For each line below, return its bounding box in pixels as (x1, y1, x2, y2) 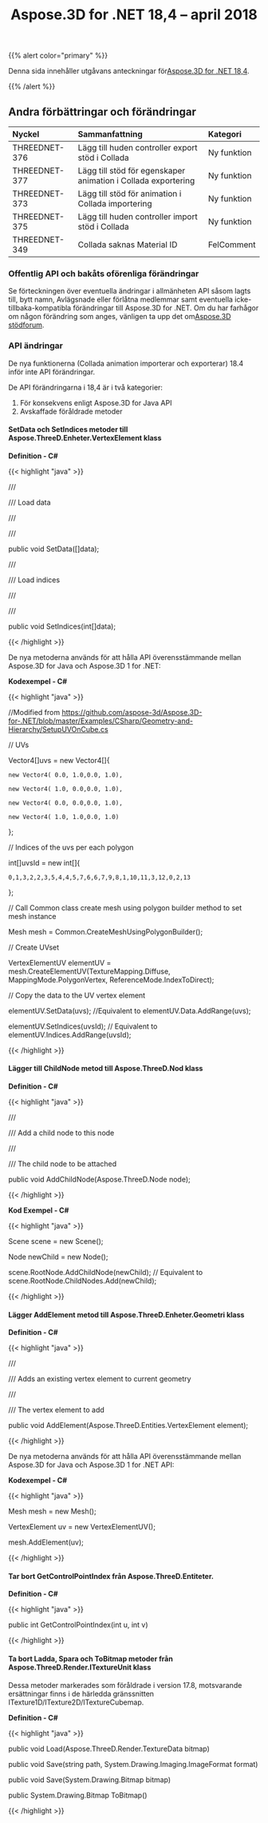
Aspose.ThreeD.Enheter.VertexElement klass (8, 434, 162, 443)
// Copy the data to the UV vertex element (8, 990, 146, 1000)
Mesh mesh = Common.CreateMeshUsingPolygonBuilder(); (8, 926, 203, 937)
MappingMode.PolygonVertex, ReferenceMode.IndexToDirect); (8, 974, 215, 985)
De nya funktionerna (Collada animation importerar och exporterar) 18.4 (8, 358, 244, 368)
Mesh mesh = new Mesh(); (8, 1506, 97, 1517)
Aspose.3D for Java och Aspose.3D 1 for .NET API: (8, 1460, 175, 1469)
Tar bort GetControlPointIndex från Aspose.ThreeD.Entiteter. (8, 1571, 214, 1581)
